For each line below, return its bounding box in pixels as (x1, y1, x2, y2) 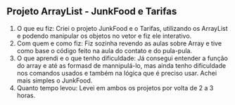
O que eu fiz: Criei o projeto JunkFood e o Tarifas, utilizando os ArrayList (16, 24, 228, 32)
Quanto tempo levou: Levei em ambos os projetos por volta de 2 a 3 (16, 83, 214, 92)
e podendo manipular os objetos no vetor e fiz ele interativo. (16, 31, 192, 40)
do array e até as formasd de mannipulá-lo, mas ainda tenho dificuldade (16, 61, 227, 69)
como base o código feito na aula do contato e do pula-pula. (16, 46, 193, 55)
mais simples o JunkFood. (16, 76, 93, 85)
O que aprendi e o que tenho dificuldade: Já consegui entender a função (16, 54, 228, 62)
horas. (16, 91, 36, 99)
